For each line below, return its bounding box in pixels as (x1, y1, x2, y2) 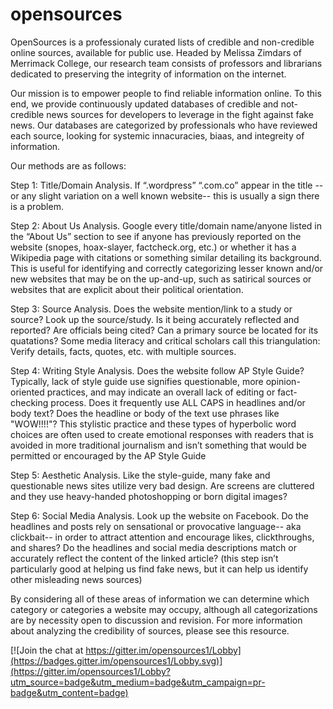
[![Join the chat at (10, 644, 84, 656)
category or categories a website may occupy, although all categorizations (10, 603, 318, 615)
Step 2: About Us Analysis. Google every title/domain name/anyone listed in (10, 219, 322, 232)
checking (10, 396, 49, 408)
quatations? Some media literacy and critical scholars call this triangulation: (10, 334, 321, 347)
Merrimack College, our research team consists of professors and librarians (10, 57, 323, 69)
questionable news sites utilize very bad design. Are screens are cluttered (10, 479, 315, 492)
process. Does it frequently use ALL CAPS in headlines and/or (50, 396, 306, 408)
